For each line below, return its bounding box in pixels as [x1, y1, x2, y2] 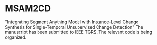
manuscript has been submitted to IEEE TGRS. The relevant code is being [5, 29, 152, 35]
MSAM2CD [5, 3, 51, 14]
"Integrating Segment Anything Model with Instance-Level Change [5, 19, 139, 25]
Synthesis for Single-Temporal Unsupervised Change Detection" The [5, 24, 144, 30]
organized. [5, 34, 27, 40]
